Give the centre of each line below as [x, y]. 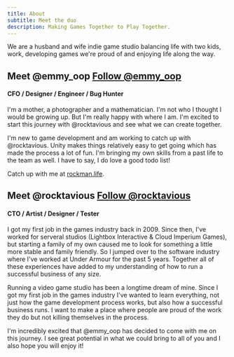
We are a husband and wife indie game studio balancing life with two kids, [114, 47]
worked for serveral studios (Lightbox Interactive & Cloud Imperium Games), [117, 237]
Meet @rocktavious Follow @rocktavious [99, 196]
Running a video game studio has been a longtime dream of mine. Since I [113, 287]
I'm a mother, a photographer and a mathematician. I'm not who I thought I [115, 109]
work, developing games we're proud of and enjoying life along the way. [111, 54]
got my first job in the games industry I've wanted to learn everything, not [113, 295]
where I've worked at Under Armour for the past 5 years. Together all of [111, 259]
